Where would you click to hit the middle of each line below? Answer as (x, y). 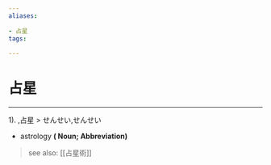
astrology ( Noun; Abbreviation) (74, 136)
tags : (17, 38)
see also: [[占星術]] (60, 153)
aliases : (23, 16)
